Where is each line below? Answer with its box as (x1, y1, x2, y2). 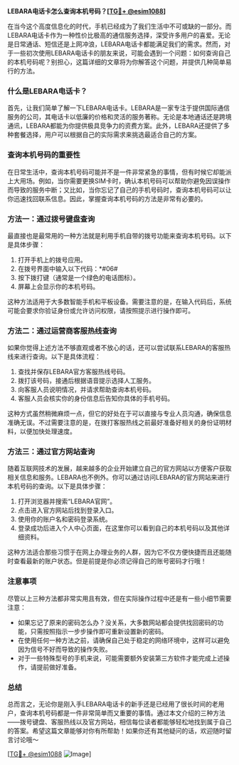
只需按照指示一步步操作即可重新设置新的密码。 (30, 627, 168, 635)
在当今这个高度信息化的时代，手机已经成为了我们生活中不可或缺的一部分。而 (7, 22, 232, 31)
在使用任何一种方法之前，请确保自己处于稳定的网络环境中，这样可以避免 (17, 636, 230, 645)
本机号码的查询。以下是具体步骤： (7, 482, 107, 491)
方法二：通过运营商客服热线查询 (7, 326, 117, 336)
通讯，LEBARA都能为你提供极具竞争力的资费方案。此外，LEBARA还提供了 (7, 121, 224, 130)
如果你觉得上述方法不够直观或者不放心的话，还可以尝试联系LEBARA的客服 (7, 344, 225, 352)
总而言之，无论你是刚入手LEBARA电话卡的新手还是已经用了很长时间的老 (7, 700, 218, 709)
